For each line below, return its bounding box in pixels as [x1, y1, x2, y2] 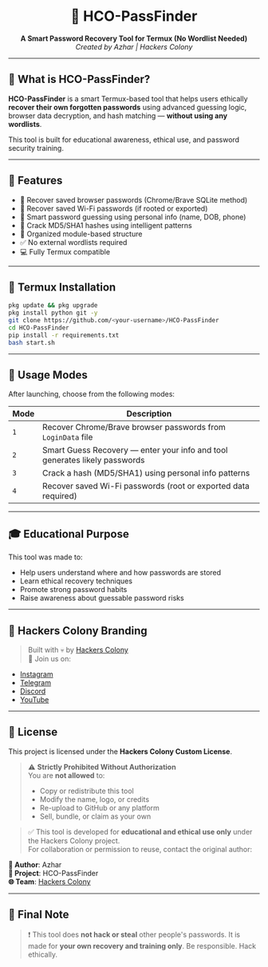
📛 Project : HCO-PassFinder [8, 868, 99, 878]
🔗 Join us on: [27, 654, 72, 664]
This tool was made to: [8, 552, 83, 562]
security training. [8, 143, 64, 152]
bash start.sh [8, 338, 56, 346]
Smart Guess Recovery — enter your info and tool [42, 444, 228, 456]
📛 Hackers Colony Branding [8, 624, 148, 637]
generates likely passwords [42, 455, 145, 466]
